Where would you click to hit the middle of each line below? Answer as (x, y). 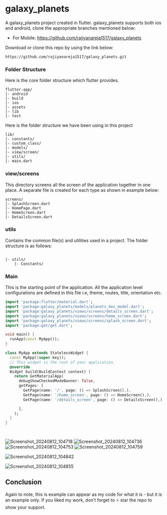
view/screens (22, 174)
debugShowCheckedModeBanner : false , (57, 381)
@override (20, 367)
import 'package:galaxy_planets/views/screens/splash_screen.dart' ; (78, 321)
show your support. (25, 507)
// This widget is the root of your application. (62, 362)
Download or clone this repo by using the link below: (59, 47)
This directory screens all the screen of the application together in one (78, 185)
